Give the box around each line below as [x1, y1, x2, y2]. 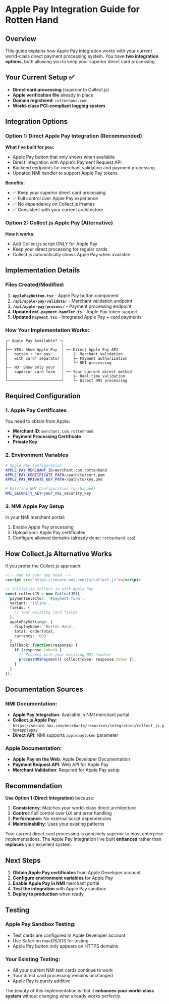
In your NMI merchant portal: [5, 514, 66, 520]
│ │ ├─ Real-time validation [5, 373, 125, 378]
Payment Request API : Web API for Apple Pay [12, 761, 109, 768]
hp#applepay [12, 728, 38, 733]
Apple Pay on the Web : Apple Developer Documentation [12, 756, 130, 762]
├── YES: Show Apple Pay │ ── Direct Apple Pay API [5, 347, 119, 352]
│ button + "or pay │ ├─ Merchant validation [5, 351, 123, 357]
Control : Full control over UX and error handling [12, 810, 112, 817]
